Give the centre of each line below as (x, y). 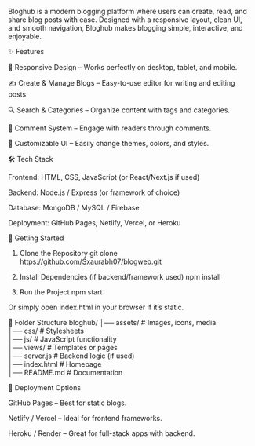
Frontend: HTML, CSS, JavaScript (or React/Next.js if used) (104, 177)
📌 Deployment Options (44, 388)
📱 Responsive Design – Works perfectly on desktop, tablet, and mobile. (123, 67)
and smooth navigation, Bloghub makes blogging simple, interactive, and (126, 28)
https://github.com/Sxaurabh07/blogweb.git (91, 261)
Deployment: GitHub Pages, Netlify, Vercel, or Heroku (95, 223)
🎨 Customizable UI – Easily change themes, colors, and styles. (109, 143)
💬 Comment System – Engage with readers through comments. (110, 128)
